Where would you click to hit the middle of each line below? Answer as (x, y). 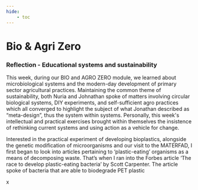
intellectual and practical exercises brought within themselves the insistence (99, 121)
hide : (13, 12)
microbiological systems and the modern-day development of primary (91, 84)
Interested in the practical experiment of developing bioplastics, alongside (96, 139)
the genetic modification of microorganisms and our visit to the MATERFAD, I (99, 145)
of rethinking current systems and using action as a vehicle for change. (93, 127)
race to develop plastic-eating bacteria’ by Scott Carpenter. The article (92, 164)
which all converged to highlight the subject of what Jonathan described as (98, 109)
